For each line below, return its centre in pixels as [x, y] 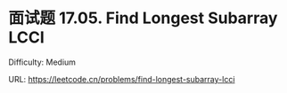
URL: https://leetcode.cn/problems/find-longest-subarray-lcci [122, 79]
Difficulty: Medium [42, 62]
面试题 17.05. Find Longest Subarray [143, 18]
